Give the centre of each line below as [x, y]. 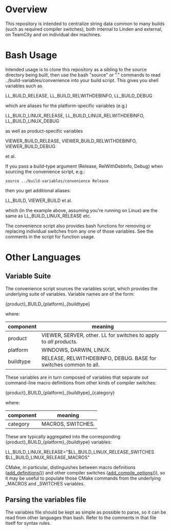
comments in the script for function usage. [50, 236]
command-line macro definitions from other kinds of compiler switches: [81, 382]
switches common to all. [71, 364]
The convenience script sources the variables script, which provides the [81, 289]
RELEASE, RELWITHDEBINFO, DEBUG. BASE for [99, 358]
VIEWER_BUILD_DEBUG [30, 146]
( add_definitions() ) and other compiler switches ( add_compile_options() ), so [85, 473]
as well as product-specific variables [44, 131]
